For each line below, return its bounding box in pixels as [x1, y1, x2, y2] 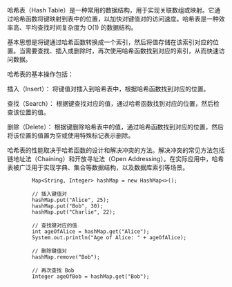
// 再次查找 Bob [32, 267, 75, 274]
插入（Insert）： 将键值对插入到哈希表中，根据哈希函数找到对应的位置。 [7, 85, 210, 93]
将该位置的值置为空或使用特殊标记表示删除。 [7, 131, 135, 140]
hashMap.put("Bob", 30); [32, 203, 104, 210]
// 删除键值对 [32, 248, 68, 254]
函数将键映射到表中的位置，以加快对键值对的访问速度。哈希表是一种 [25, 15, 219, 23]
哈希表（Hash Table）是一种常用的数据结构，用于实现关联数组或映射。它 [7, 6, 215, 14]
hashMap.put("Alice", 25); [32, 196, 110, 203]
